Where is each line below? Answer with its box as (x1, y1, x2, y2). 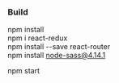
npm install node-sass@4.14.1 (7, 51, 106, 60)
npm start (7, 66, 40, 76)
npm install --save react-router (7, 42, 111, 52)
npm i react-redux (7, 33, 68, 43)
